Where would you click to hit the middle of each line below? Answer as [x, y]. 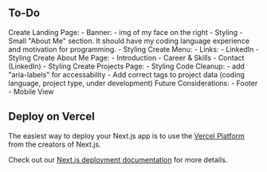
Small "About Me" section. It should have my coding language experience [129, 41]
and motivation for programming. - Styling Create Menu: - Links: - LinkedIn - [133, 49]
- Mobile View [31, 92]
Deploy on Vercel [52, 117]
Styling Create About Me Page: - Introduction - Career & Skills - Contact [126, 57]
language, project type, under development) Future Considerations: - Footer [133, 83]
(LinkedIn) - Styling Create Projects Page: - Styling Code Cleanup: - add [127, 66]
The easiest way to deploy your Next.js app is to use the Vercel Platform [127, 135]
